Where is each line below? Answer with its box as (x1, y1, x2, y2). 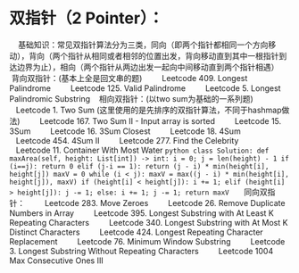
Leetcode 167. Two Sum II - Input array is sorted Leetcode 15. (39, 115, 282, 126)
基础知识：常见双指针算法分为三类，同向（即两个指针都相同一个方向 (17, 39, 269, 50)
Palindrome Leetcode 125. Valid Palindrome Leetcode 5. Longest (9, 82, 281, 94)
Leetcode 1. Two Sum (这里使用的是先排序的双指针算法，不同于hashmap (15, 104, 282, 115)
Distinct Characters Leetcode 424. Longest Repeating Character (9, 227, 263, 237)
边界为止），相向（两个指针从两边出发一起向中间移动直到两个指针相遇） (16, 62, 279, 72)
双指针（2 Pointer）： (9, 8, 164, 29)
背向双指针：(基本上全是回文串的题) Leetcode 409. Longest (11, 72, 248, 83)
